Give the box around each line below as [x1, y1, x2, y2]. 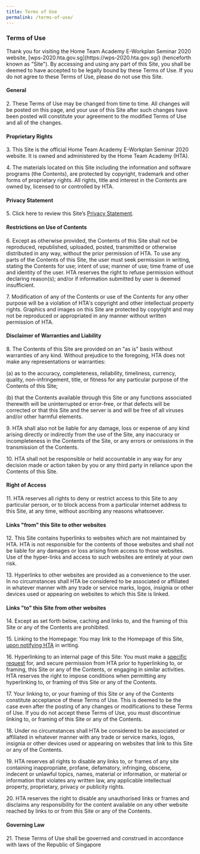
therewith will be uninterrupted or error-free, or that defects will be [6, 400, 170, 407]
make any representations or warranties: [6, 358, 106, 365]
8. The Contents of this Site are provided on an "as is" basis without [6, 345, 173, 353]
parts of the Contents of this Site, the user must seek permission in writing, [6, 256, 191, 263]
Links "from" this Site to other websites [6, 521, 106, 528]
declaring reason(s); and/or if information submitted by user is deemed [6, 275, 181, 282]
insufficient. [6, 281, 35, 289]
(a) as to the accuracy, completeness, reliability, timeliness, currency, [6, 369, 176, 377]
